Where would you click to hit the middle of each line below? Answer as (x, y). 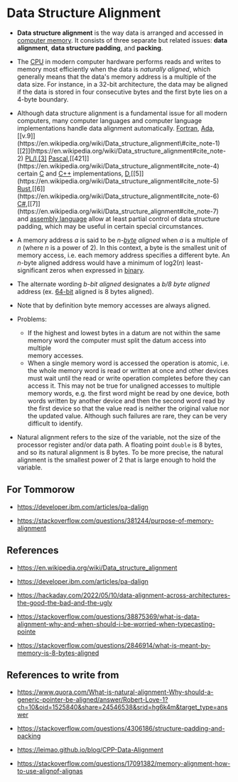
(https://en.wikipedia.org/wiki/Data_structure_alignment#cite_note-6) (118, 196)
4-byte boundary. (43, 99)
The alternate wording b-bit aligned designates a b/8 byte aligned (113, 284)
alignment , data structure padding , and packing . (90, 48)
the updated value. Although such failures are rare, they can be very (128, 416)
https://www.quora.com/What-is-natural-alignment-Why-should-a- (115, 692)
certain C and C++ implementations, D (73, 173)
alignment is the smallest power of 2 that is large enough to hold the (117, 460)
